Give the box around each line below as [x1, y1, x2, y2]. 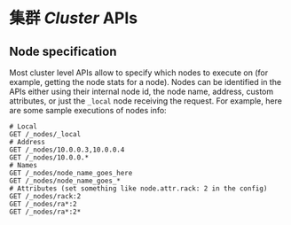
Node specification [9, 43, 117, 58]
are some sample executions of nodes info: [9, 105, 167, 115]
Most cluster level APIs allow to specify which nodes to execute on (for [9, 67, 269, 78]
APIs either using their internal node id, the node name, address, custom [9, 86, 273, 97]
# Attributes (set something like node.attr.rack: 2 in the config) [9, 184, 268, 193]
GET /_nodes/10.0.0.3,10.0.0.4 [9, 145, 125, 154]
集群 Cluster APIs [9, 8, 138, 28]
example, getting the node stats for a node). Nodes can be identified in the [9, 77, 282, 87]
